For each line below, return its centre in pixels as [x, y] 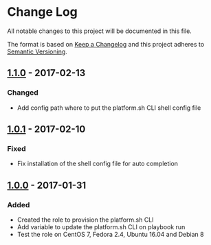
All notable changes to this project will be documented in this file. [100, 31]
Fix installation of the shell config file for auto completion [98, 164]
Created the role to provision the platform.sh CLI [85, 220]
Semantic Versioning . [37, 51]
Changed [23, 93]
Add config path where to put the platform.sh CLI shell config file [109, 108]
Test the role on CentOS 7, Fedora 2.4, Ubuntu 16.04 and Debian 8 [110, 234]
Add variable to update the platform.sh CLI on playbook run [101, 227]
